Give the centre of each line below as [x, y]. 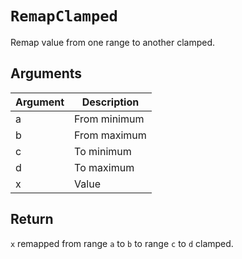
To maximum [104, 167]
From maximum [110, 135]
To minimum [103, 151]
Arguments [46, 73]
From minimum [109, 119]
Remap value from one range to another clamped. [113, 42]
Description [110, 102]
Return [32, 219]
